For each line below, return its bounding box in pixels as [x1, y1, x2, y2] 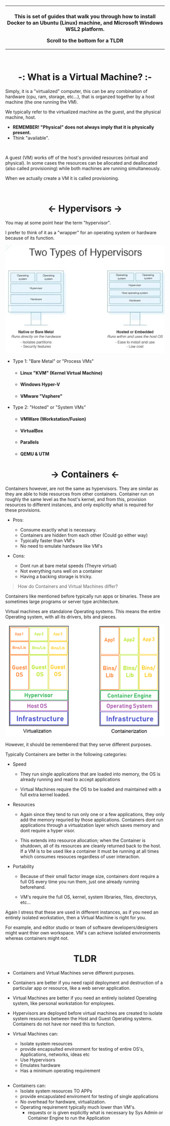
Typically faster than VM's [20, 537, 75, 544]
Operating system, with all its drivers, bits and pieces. [5, 613, 117, 620]
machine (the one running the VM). [5, 99, 78, 105]
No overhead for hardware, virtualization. [20, 1099, 106, 1105]
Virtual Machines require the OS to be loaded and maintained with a [20, 786, 161, 793]
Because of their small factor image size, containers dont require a [20, 873, 159, 880]
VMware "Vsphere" [20, 393, 63, 399]
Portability [12, 863, 34, 869]
